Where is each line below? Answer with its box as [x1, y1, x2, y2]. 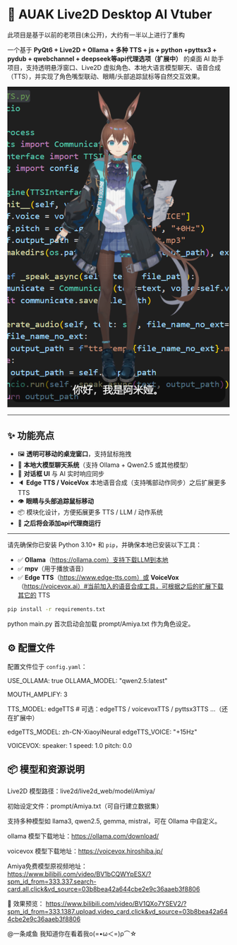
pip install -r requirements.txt [7, 606, 106, 613]
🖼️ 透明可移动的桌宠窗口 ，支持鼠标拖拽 [17, 450, 132, 458]
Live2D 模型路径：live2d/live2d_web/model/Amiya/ [7, 787, 155, 795]
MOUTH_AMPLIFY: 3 [7, 690, 68, 699]
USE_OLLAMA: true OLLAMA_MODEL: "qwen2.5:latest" [7, 676, 168, 684]
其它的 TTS [17, 591, 51, 600]
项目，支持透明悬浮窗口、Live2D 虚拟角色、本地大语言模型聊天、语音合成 [7, 63, 221, 71]
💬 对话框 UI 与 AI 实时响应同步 [17, 470, 104, 478]
